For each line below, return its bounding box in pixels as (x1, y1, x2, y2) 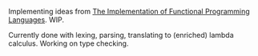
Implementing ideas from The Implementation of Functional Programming (8, 7, 250, 16)
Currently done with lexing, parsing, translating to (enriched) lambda (8, 31, 234, 39)
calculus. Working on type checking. (8, 39, 129, 48)
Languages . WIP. (8, 15, 64, 24)
